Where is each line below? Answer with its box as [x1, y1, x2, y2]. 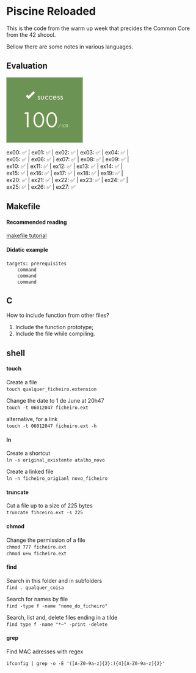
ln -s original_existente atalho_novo [6, 457, 105, 463]
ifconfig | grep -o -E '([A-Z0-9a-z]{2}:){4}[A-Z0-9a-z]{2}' [6, 660, 165, 666]
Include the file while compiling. [15, 330, 96, 338]
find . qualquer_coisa [6, 584, 64, 591]
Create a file [6, 378, 37, 386]
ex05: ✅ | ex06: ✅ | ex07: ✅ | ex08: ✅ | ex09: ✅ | [6, 155, 129, 163]
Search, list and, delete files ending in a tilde [6, 614, 118, 621]
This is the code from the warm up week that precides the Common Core [6, 25, 191, 32]
